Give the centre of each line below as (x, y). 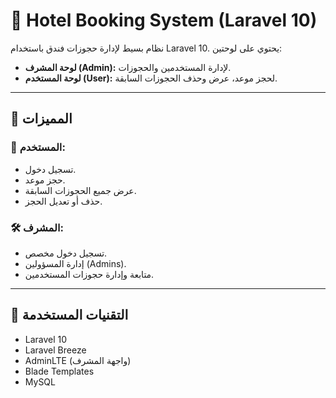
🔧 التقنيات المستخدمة (69, 315)
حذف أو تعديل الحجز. (63, 201)
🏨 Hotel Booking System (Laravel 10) (164, 20)
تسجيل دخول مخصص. (66, 253)
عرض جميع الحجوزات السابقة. (80, 190)
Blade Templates (59, 371)
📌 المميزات (41, 119)
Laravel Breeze (55, 350)
